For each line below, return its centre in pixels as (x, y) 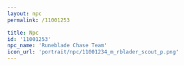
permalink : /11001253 (39, 20)
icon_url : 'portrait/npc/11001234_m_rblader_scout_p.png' (93, 52)
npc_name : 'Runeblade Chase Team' (58, 46)
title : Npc (23, 33)
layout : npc (24, 14)
